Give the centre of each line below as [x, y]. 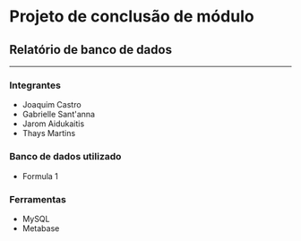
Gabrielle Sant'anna [59, 115]
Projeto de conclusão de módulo [132, 17]
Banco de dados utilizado [65, 157]
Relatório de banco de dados [91, 50]
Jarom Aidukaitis [53, 124]
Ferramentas [38, 199]
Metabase [41, 228]
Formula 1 [40, 176]
